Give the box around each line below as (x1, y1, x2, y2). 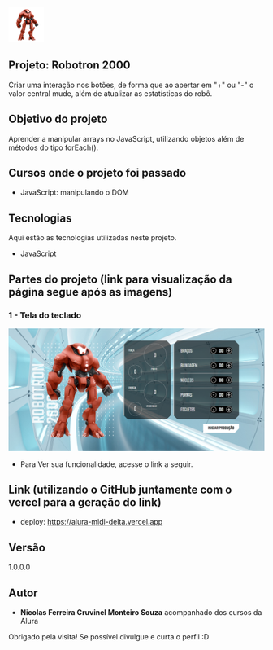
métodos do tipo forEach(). (8, 143, 99, 152)
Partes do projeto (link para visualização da (8, 272, 232, 286)
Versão (8, 540, 46, 555)
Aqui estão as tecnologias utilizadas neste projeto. (8, 233, 177, 243)
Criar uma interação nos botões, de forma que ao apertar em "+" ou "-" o (8, 80, 254, 90)
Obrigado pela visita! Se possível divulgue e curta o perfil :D (8, 632, 210, 642)
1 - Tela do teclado (8, 310, 82, 321)
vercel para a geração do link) (8, 495, 162, 509)
